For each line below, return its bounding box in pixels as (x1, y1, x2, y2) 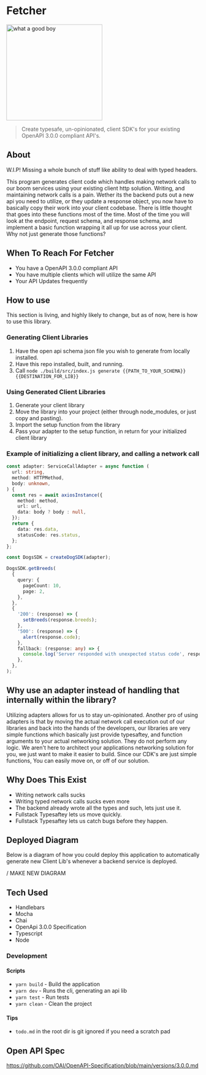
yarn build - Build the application (15, 980, 100, 988)
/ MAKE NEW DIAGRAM (6, 870, 66, 877)
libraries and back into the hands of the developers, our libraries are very (6, 724, 191, 732)
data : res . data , (17, 526, 59, 532)
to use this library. (6, 318, 52, 326)
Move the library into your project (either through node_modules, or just (15, 408, 197, 415)
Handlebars (15, 904, 45, 911)
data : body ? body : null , (17, 509, 86, 515)
